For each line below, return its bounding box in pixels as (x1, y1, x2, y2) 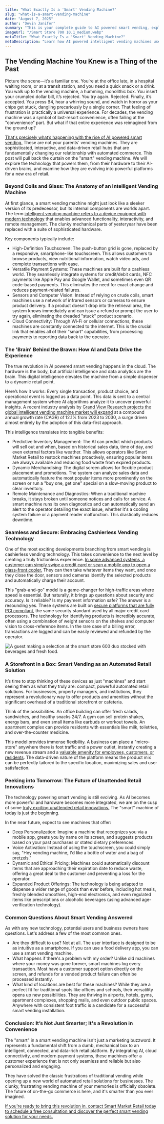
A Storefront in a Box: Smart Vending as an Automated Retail (5, 661, 151, 668)
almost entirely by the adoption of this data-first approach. (5, 420, 123, 425)
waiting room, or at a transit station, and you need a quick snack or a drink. (5, 83, 156, 89)
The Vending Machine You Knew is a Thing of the (5, 57, 158, 66)
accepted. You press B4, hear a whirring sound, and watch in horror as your (5, 99, 158, 104)
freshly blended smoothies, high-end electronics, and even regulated (12, 892, 151, 898)
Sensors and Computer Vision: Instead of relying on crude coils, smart (12, 292, 154, 298)
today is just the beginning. (5, 810, 60, 816)
